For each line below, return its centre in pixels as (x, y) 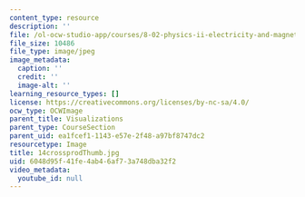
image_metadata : (40, 60)
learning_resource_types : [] (64, 94)
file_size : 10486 (42, 43)
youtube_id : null (50, 178)
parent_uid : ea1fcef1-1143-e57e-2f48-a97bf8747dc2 (107, 136)
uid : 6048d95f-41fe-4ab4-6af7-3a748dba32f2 (93, 161)
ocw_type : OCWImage (46, 111)
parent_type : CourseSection (63, 128)
